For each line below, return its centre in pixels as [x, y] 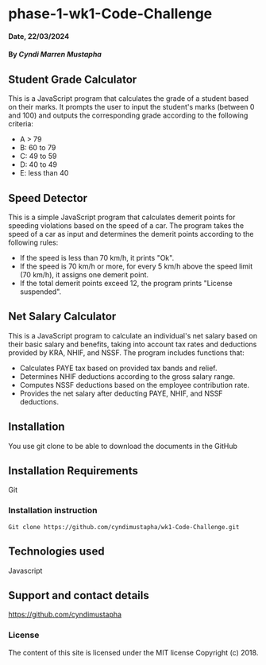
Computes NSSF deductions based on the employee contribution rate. [135, 385]
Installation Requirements [73, 471]
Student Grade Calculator [73, 79]
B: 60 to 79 [38, 148]
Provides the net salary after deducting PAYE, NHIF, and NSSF [121, 393]
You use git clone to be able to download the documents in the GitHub [123, 446]
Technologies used [56, 552]
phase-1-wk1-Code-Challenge [110, 14]
